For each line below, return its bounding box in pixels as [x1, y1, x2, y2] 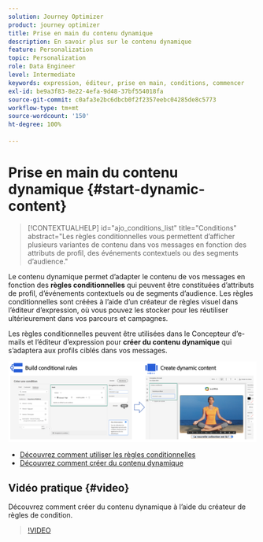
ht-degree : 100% [8, 120, 61, 129]
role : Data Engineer [8, 63, 76, 71]
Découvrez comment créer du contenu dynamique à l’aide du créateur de [8, 502, 246, 511]
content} [8, 197, 67, 216]
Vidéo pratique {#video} [8, 481, 130, 495]
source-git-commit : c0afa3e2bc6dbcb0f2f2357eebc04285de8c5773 [8, 95, 217, 104]
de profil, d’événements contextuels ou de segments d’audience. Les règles [8, 288, 254, 298]
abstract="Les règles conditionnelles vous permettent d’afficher [27, 231, 235, 241]
